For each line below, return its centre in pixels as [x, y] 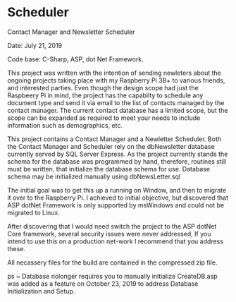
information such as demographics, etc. [65, 125]
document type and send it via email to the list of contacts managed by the [116, 102]
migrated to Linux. [33, 212]
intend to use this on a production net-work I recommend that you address [116, 241]
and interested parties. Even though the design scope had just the [103, 87]
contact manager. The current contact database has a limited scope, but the [118, 110]
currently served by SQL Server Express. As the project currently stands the [118, 154]
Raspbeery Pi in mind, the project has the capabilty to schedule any [105, 95]
